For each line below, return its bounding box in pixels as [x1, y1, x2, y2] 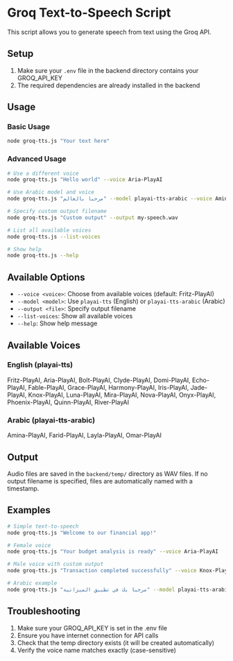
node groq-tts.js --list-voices [7, 233, 101, 240]
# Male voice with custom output [7, 560, 104, 568]
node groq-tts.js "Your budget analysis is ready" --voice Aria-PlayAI [7, 548, 218, 556]
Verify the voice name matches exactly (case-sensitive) [17, 646, 177, 654]
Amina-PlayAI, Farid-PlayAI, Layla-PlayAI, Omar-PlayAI [7, 431, 162, 440]
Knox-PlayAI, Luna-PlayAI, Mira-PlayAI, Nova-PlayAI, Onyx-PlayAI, [28, 390, 216, 399]
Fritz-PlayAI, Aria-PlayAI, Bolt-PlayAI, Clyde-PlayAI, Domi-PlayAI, [7, 376, 191, 384]
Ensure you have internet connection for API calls [17, 631, 159, 639]
